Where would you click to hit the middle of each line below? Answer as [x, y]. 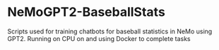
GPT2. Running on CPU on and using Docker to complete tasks [99, 38]
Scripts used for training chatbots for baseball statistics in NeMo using [110, 31]
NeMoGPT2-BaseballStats [87, 12]
